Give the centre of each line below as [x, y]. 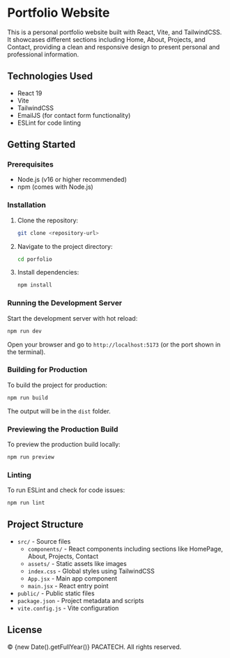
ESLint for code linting [49, 123]
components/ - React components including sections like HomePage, [125, 549]
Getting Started [41, 145]
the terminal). [26, 352]
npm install [34, 285]
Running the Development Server [65, 303]
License [25, 630]
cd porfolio [34, 259]
